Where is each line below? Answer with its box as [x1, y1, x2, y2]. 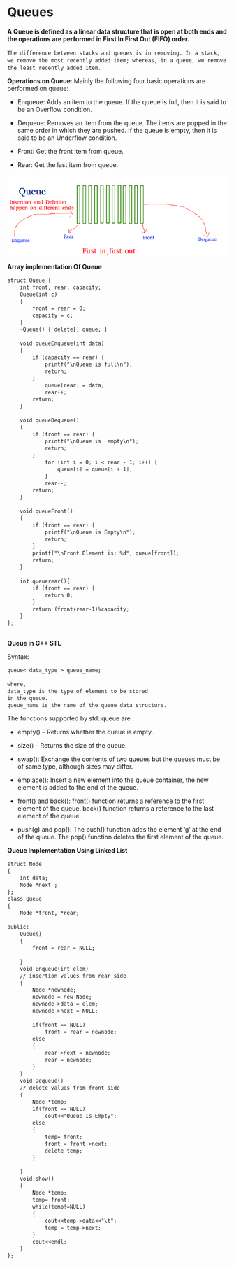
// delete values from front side [20, 1084, 120, 1091]
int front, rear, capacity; [20, 284, 101, 291]
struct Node [7, 860, 42, 867]
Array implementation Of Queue [7, 262, 103, 271]
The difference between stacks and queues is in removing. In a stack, [7, 50, 220, 57]
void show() [20, 1175, 54, 1182]
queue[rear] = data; [44, 382, 105, 389]
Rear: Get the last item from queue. [17, 160, 119, 169]
